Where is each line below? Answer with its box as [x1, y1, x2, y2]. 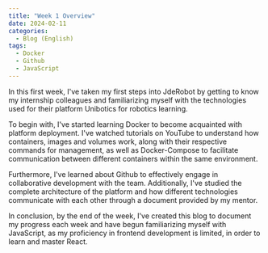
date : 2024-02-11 [8, 19, 67, 27]
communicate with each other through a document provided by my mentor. [8, 195, 258, 205]
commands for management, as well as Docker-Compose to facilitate [8, 145, 239, 154]
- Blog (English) [15, 34, 74, 43]
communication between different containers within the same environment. [8, 154, 258, 163]
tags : [8, 42, 27, 50]
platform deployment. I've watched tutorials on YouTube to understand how [8, 128, 260, 137]
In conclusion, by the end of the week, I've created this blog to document [8, 211, 252, 221]
